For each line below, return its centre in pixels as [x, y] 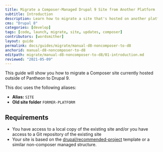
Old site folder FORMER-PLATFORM [43, 102]
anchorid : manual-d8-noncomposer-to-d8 [45, 50]
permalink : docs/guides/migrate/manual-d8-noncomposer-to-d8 [68, 46]
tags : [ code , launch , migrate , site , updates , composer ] [64, 32]
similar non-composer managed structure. [54, 145]
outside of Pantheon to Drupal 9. [38, 78]
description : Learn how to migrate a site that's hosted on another [76, 18]
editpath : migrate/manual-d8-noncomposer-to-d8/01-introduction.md [75, 55]
